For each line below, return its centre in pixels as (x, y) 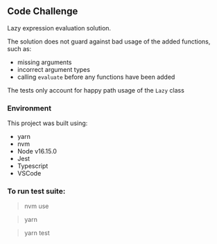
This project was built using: (47, 123)
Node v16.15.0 (37, 151)
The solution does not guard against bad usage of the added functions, (109, 41)
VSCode (29, 173)
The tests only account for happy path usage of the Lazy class (96, 90)
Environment (29, 108)
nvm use (36, 206)
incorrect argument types (53, 69)
